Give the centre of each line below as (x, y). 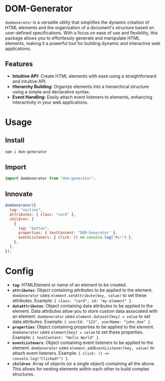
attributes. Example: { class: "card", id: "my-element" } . (72, 300)
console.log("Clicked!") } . (40, 358)
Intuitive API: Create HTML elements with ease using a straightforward (84, 76)
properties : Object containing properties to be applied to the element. (83, 327)
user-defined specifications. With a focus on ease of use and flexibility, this (82, 33)
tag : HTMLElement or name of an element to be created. (69, 285)
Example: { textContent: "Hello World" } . (56, 337)
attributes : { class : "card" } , (43, 214)
